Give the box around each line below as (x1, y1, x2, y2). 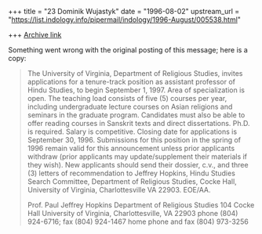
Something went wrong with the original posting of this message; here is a (8, 45, 249, 54)
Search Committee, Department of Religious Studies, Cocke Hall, (27, 177, 237, 186)
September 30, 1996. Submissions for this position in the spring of (27, 135, 242, 144)
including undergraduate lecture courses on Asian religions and (27, 102, 233, 111)
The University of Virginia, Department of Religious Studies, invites (27, 69, 243, 77)
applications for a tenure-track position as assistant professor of (27, 77, 235, 86)
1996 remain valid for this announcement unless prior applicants (27, 144, 235, 153)
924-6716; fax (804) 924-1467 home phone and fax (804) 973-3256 (27, 217, 249, 226)
